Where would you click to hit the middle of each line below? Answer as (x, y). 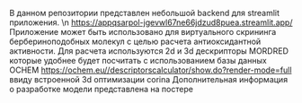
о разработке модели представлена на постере (101, 89)
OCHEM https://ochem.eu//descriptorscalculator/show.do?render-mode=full (151, 70)
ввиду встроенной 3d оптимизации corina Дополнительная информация (149, 79)
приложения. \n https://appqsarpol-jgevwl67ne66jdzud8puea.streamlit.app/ (151, 22)
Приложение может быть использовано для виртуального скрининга (143, 32)
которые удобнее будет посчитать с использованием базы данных (138, 60)
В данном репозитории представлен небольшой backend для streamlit (145, 13)
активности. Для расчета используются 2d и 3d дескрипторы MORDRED (149, 51)
